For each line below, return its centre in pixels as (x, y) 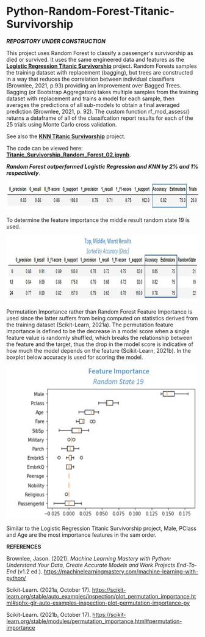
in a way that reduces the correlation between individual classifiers (90, 79)
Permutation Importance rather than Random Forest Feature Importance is (99, 311)
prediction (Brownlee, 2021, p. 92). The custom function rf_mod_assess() (98, 111)
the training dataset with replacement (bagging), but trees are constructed (100, 72)
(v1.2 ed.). (30, 571)
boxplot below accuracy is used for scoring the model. (75, 357)
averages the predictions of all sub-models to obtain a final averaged (93, 105)
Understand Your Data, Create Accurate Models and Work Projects (91, 565)
